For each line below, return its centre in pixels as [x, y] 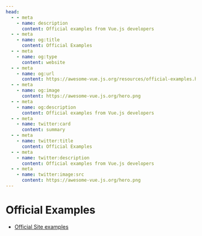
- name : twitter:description [53, 158]
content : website [43, 62]
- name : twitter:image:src [50, 175]
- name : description [42, 23]
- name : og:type [37, 57]
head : [12, 12]
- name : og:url [36, 74]
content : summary [43, 130]
